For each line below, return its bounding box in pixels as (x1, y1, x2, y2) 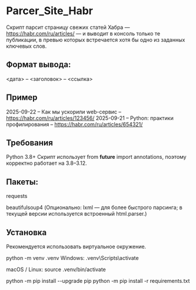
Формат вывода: (6, 60, 71, 70)
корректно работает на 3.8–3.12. (6, 159, 87, 167)
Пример (6, 93, 38, 103)
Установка (6, 227, 47, 237)
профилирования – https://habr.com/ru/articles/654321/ (6, 120, 143, 128)
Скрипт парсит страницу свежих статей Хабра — (6, 24, 130, 31)
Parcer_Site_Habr (6, 4, 93, 18)
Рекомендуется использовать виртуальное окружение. (6, 243, 147, 250)
